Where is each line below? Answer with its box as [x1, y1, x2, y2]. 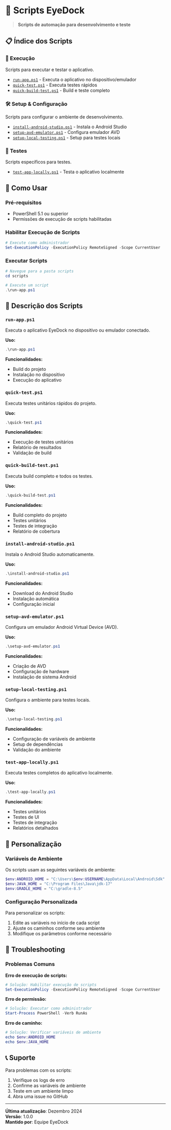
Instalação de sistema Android [12, 674, 76, 680]
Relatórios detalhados [12, 825, 59, 831]
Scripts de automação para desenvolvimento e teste [17, 21, 131, 28]
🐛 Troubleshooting [5, 945, 65, 954]
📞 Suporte [5, 1053, 36, 1062]
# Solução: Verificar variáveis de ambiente [5, 1030, 101, 1035]
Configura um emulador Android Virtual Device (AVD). [5, 624, 119, 630]
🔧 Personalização [5, 840, 62, 849]
